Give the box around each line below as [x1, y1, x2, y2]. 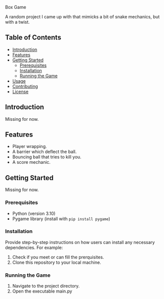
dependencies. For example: [5, 245, 63, 250]
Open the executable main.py [12, 288, 73, 294]
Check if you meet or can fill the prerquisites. [12, 254, 104, 260]
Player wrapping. [12, 144, 47, 149]
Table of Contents [5, 33, 62, 42]
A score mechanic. [12, 159, 51, 165]
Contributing [12, 83, 38, 89]
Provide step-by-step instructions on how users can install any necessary [5, 239, 155, 245]
